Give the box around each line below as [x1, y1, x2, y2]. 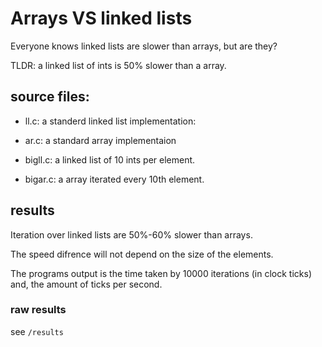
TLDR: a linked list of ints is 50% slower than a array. [10, 59, 227, 71]
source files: [10, 88, 90, 106]
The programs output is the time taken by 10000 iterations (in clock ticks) [10, 267, 313, 279]
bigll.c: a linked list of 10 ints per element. [24, 153, 196, 166]
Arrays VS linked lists [10, 7, 193, 30]
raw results [10, 303, 67, 317]
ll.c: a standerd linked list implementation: [24, 115, 197, 127]
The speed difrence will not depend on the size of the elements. [10, 248, 274, 260]
